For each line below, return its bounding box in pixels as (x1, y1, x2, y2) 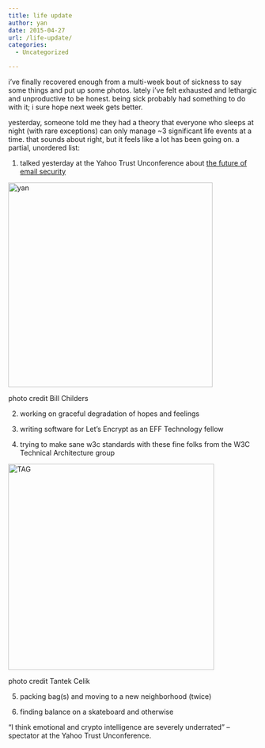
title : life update (8, 11, 73, 20)
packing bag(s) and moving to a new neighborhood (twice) (19, 692, 212, 701)
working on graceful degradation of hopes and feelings (19, 409, 200, 418)
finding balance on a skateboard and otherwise (19, 707, 174, 716)
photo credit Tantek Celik (8, 677, 90, 685)
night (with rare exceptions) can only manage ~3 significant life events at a (8, 126, 252, 135)
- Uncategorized (15, 48, 69, 56)
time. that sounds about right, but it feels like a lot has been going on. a (8, 135, 240, 143)
